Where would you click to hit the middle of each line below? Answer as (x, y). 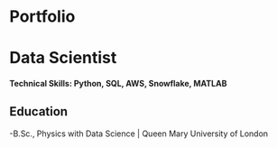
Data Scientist (63, 58)
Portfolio (42, 17)
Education (39, 111)
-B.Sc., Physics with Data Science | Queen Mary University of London (139, 134)
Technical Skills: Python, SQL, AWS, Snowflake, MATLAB (118, 83)
